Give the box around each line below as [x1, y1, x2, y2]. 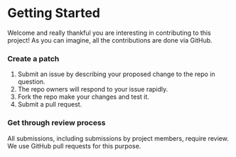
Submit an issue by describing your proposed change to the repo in [17, 70, 215, 79]
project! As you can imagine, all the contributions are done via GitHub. [7, 36, 213, 44]
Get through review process [7, 118, 106, 128]
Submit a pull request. [17, 100, 82, 109]
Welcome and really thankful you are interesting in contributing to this [7, 28, 211, 37]
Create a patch [7, 53, 60, 63]
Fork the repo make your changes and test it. [17, 92, 149, 101]
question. [17, 77, 45, 86]
